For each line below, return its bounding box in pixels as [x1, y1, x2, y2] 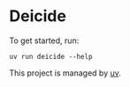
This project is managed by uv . [9, 68, 122, 78]
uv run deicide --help [9, 52, 93, 61]
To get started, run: [9, 35, 80, 46]
